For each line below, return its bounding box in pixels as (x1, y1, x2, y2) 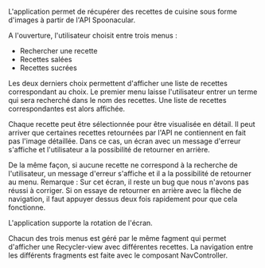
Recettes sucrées (19, 63, 77, 73)
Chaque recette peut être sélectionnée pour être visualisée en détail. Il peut (8, 120, 256, 128)
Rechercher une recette (19, 46, 98, 55)
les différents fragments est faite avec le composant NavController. (8, 250, 228, 260)
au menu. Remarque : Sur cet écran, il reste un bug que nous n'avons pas (8, 177, 249, 187)
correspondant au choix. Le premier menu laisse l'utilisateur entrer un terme (8, 87, 258, 97)
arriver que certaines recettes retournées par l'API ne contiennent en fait (8, 128, 247, 137)
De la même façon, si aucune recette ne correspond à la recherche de (8, 160, 238, 170)
